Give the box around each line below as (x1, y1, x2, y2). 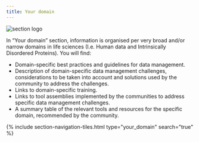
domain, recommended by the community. (14, 112, 119, 119)
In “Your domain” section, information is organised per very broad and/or (6, 36, 185, 44)
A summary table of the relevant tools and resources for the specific (14, 105, 183, 112)
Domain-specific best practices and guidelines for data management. (14, 61, 186, 68)
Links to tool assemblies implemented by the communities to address (14, 92, 185, 100)
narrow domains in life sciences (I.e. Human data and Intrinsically (6, 43, 166, 50)
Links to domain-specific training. (14, 86, 98, 93)
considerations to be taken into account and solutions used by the (14, 73, 178, 81)
